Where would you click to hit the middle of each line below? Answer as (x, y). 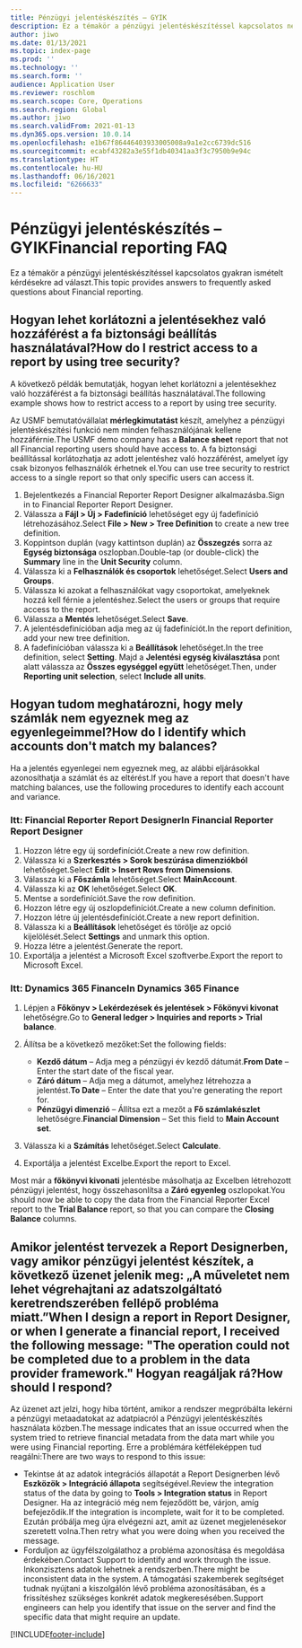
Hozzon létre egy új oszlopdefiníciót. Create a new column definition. (149, 907)
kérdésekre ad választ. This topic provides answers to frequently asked (141, 283)
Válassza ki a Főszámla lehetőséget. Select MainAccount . (130, 879)
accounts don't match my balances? (114, 746)
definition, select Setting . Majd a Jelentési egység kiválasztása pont (151, 657)
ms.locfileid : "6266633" (56, 185)
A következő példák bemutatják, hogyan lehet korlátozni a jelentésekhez (143, 383)
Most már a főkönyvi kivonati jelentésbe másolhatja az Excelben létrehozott (151, 1180)
